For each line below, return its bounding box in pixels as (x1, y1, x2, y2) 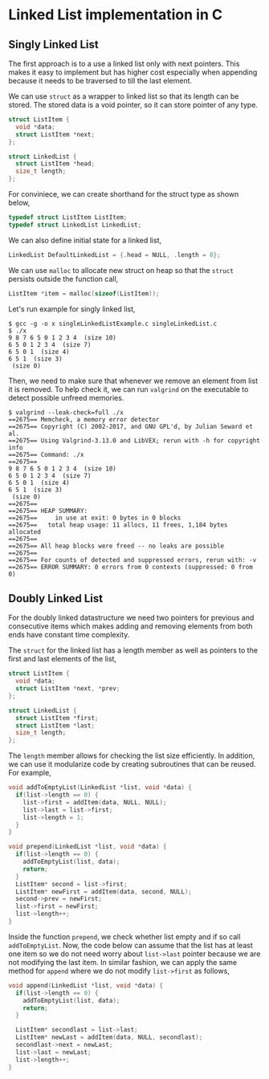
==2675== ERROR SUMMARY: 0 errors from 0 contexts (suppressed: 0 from (8, 563, 253, 571)
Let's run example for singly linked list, (8, 303, 136, 314)
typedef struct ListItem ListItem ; (8, 214, 128, 222)
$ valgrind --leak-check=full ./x (8, 408, 124, 417)
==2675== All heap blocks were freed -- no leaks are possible (8, 542, 225, 550)
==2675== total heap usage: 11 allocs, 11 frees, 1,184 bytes (8, 520, 228, 529)
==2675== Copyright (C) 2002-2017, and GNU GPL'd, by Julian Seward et (8, 422, 253, 430)
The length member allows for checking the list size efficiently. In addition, (8, 751, 255, 760)
